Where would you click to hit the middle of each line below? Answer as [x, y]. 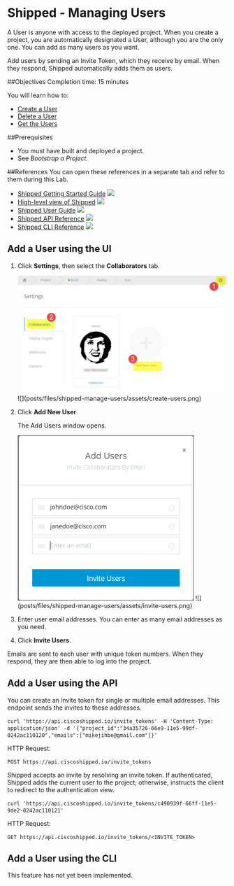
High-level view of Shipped [56, 202]
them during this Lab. [38, 179]
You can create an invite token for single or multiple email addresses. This [114, 700]
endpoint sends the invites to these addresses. [74, 708]
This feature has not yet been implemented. [70, 876]
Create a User [37, 108]
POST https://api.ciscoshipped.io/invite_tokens [79, 762]
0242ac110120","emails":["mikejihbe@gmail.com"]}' [82, 735]
